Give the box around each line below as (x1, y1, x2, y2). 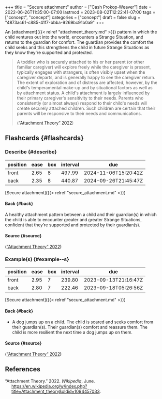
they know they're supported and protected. (5, 50, 93, 55)
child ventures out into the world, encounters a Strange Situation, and (5, 34, 144, 40)
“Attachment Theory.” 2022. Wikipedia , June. (5, 378, 95, 384)
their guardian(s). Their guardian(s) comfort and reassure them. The (12, 324, 147, 330)
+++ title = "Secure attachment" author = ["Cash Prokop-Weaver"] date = (5, 4, 152, 10)
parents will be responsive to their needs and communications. (16, 111, 142, 116)
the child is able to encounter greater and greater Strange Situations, (5, 216, 142, 222)
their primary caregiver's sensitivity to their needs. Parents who (16, 95, 144, 101)
